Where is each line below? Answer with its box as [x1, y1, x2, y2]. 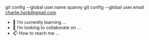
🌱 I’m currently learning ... [12, 19, 67, 25]
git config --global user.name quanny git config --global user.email [5, 4, 144, 10]
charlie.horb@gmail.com [5, 9, 57, 15]
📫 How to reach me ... [12, 30, 60, 36]
